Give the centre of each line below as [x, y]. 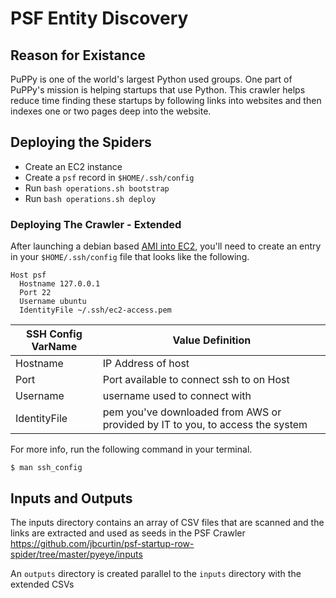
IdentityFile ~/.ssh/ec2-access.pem [95, 310]
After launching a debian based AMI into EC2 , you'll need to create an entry [166, 246]
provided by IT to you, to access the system [205, 425]
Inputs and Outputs [71, 498]
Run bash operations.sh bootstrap [97, 188]
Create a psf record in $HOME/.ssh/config [109, 177]
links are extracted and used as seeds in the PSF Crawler [128, 533]
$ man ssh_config [46, 468]
